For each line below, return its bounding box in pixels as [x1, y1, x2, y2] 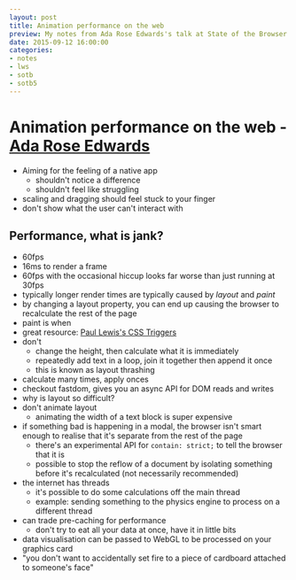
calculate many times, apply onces [21, 374, 149, 385]
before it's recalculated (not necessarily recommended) [35, 468, 239, 479]
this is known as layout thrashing [35, 365, 155, 375]
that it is [35, 449, 65, 460]
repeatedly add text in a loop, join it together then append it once [35, 355, 273, 366]
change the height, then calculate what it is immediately [35, 346, 239, 357]
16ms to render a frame [21, 261, 108, 272]
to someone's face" [21, 562, 95, 573]
